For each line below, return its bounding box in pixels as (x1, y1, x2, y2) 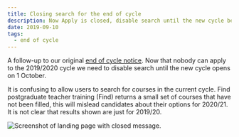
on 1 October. (7, 72, 46, 80)
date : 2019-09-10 (7, 23, 59, 31)
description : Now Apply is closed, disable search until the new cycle (7, 17, 224, 24)
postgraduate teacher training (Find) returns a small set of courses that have (7, 93, 231, 102)
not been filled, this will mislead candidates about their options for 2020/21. (7, 100, 228, 109)
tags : (7, 30, 23, 38)
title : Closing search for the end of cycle (7, 10, 142, 18)
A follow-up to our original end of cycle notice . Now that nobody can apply (7, 56, 226, 65)
